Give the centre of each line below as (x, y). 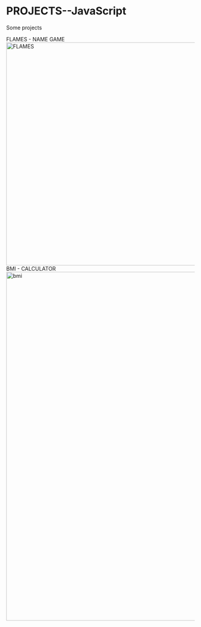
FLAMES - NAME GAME (36, 39)
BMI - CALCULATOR (31, 268)
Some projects (24, 28)
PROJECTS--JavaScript (66, 11)
